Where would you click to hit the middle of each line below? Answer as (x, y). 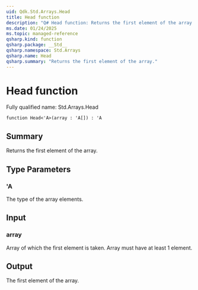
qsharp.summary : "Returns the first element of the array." (82, 61)
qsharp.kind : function (34, 39)
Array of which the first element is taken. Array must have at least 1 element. (99, 248)
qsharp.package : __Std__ (37, 45)
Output (19, 267)
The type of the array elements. (45, 199)
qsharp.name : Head (29, 56)
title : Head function (33, 17)
